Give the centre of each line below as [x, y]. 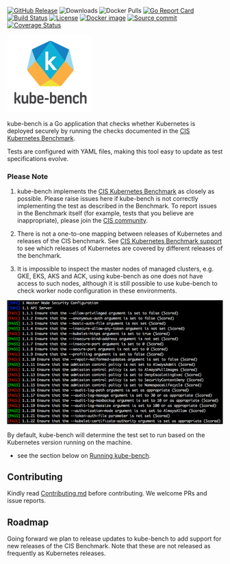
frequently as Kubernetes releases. [56, 553]
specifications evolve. [38, 158]
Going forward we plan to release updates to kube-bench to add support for [114, 539]
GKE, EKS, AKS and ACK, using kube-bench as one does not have [110, 276]
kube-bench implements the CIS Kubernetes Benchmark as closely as [116, 191]
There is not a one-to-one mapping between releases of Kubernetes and [119, 234]
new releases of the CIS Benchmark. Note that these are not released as [109, 546]
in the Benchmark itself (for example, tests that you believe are [105, 213]
